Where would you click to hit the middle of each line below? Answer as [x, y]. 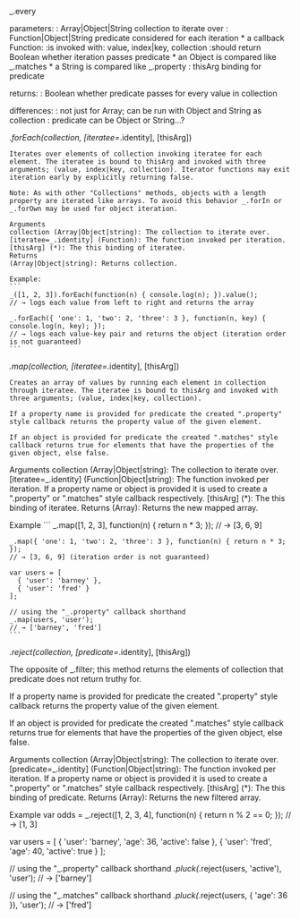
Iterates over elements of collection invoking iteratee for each [136, 154]
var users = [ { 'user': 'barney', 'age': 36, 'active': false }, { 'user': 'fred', [141, 842]
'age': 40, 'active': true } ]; [57, 851]
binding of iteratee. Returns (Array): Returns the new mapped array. [134, 508]
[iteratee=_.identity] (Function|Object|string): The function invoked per [139, 479]
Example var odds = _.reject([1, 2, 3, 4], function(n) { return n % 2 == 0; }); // [150, 815]
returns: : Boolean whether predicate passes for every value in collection [143, 93]
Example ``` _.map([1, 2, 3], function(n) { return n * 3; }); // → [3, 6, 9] [136, 525]
